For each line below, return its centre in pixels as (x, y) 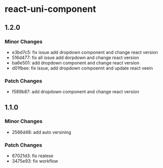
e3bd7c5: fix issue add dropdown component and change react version (85, 52)
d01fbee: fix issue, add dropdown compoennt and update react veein (82, 68)
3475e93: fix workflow (35, 161)
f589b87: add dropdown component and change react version (75, 92)
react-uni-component (50, 9)
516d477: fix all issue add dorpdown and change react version (75, 57)
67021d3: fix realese (32, 156)
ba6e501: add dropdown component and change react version (76, 62)
